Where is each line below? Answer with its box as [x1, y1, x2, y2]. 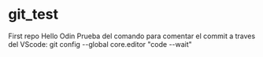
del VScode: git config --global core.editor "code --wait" [8, 39, 193, 48]
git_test [8, 5, 59, 23]
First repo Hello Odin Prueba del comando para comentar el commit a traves [8, 31, 256, 41]
